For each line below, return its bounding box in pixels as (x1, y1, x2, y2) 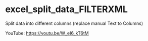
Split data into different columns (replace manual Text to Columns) (5, 20, 143, 26)
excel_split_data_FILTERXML (5, 4, 128, 15)
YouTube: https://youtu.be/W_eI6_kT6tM (5, 30, 89, 36)
